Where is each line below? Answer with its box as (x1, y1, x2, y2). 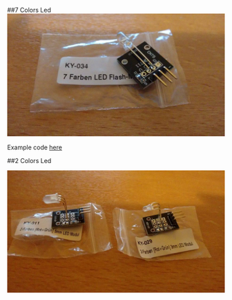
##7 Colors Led (7, 6, 52, 14)
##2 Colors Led (7, 156, 52, 165)
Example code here (7, 143, 62, 151)
